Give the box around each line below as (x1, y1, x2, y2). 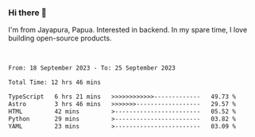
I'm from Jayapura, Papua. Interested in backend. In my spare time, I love (8, 25, 248, 35)
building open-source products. (8, 33, 113, 43)
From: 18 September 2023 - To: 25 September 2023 (8, 64, 176, 72)
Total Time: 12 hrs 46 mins (8, 78, 102, 86)
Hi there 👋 (8, 7, 48, 18)
